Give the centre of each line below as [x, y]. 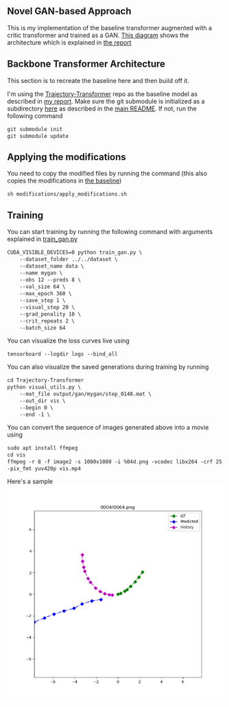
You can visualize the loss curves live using [69, 341]
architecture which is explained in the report [69, 42]
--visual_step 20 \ [47, 308]
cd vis [16, 455]
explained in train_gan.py [42, 239]
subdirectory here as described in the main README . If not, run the [102, 108]
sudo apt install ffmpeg [43, 448]
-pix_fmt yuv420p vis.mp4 [44, 469]
